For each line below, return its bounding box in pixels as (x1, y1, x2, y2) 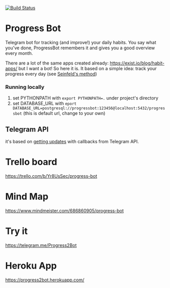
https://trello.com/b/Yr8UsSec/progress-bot (5, 173, 97, 179)
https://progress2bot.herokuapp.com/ (5, 277, 85, 283)
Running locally (5, 83, 45, 90)
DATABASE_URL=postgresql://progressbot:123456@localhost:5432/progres (12, 106, 165, 111)
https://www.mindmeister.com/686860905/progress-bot (5, 207, 124, 213)
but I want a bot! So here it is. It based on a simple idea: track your (18, 65, 157, 71)
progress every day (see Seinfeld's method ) (5, 71, 97, 77)
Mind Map (5, 191, 49, 203)
